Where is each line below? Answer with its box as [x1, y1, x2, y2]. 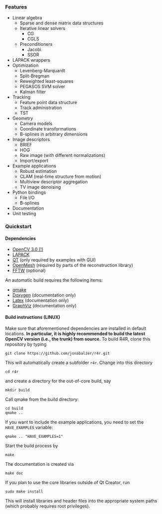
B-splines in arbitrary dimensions [19, 131, 88, 137]
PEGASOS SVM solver [19, 84, 66, 90]
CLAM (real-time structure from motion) [19, 173, 102, 180]
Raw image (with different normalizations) [19, 152, 106, 158]
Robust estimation [19, 168, 57, 174]
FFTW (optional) [12, 267, 46, 273]
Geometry [12, 116, 33, 122]
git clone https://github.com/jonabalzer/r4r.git [5, 351, 110, 356]
